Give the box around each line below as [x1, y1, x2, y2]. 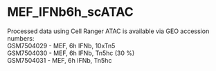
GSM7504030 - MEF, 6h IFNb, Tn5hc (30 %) [7, 49, 135, 57]
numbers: [7, 34, 35, 42]
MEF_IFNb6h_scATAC [7, 4, 134, 20]
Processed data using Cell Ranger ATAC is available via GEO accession [7, 27, 210, 35]
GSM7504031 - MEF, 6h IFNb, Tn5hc [7, 56, 112, 64]
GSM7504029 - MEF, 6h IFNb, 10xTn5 [7, 41, 116, 50]
